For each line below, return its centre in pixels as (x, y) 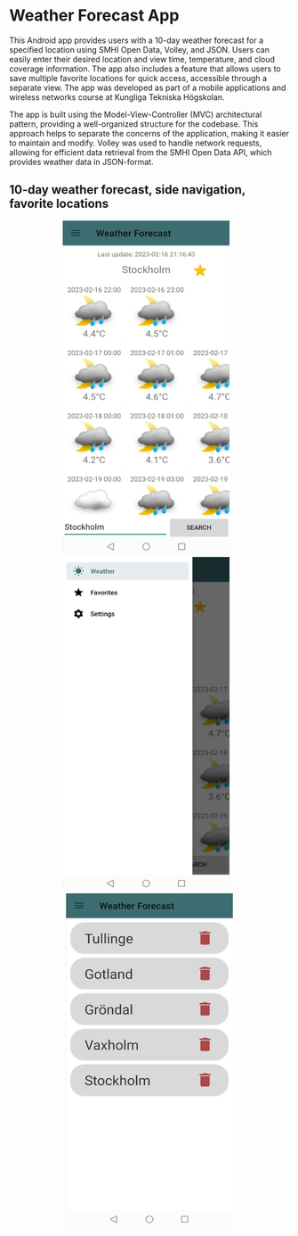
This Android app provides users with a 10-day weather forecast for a (137, 40)
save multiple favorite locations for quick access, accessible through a (138, 78)
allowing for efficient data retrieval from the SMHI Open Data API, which (141, 152)
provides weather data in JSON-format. (81, 162)
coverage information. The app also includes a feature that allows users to (145, 69)
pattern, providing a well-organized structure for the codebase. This (134, 124)
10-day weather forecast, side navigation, (128, 190)
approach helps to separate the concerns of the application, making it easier (149, 133)
